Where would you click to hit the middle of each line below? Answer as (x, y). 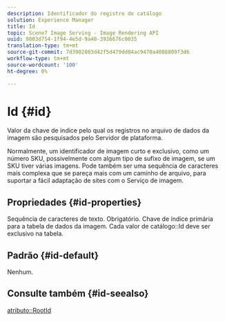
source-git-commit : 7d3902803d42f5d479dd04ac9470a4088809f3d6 (98, 52)
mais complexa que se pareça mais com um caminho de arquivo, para (107, 173)
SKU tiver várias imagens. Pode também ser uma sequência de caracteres (113, 166)
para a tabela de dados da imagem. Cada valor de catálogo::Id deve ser (109, 226)
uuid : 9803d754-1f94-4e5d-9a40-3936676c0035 (72, 39)
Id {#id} (29, 111)
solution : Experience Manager (51, 20)
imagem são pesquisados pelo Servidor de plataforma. (85, 138)
